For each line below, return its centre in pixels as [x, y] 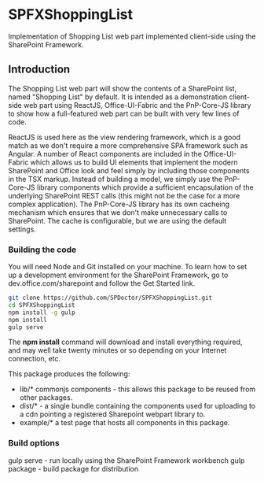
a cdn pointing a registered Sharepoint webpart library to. [112, 414]
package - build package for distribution [73, 468]
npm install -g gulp [42, 313]
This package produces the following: [69, 374]
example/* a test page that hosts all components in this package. [125, 423]
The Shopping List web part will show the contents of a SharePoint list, [123, 88]
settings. [22, 229]
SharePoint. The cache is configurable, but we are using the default [117, 220]
